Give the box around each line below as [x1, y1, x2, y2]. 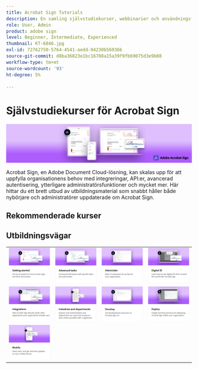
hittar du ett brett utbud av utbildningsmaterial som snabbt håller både [6, 187, 176, 194]
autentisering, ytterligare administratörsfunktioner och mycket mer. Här [6, 181, 179, 188]
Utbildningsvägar [6, 231, 72, 241]
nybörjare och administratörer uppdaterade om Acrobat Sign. [6, 194, 154, 201]
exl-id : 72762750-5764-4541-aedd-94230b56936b [6, 47, 123, 53]
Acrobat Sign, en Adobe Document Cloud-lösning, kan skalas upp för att [6, 168, 182, 175]
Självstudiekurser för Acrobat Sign [6, 104, 180, 117]
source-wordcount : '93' [6, 66, 65, 71]
